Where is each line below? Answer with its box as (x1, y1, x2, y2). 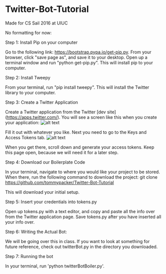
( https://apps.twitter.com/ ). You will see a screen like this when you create (5, 114, 158, 120)
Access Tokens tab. (5, 134, 46, 140)
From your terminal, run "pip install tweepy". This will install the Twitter (5, 84, 150, 90)
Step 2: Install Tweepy (5, 74, 51, 80)
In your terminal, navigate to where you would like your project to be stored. (5, 169, 160, 175)
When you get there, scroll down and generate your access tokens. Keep (5, 144, 155, 150)
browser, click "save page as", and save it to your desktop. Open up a (5, 54, 148, 60)
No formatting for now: (5, 29, 52, 35)
